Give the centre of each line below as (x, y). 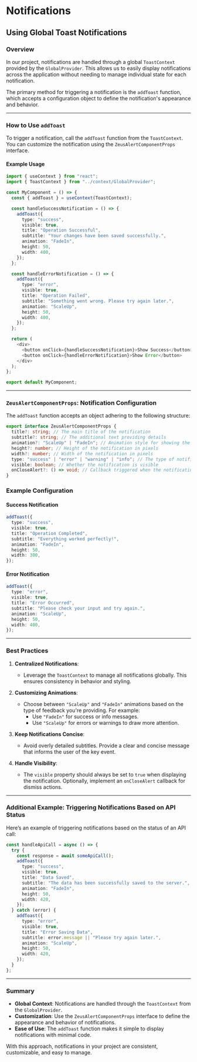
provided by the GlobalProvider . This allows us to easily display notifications (98, 68)
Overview (20, 49)
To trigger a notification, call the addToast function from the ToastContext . (95, 138)
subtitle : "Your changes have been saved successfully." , (94, 236)
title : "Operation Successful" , (61, 230)
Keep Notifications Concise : (50, 734)
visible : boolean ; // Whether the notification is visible (85, 465)
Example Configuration (40, 490)
